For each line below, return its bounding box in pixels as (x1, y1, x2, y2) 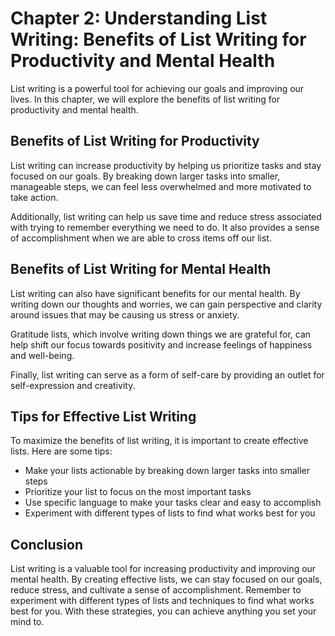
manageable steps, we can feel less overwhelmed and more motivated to (10, 180, 312, 192)
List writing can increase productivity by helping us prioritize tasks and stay (10, 159, 322, 171)
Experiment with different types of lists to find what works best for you (24, 507, 316, 519)
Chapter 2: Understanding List (10, 7, 268, 30)
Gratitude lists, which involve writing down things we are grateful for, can (10, 328, 312, 340)
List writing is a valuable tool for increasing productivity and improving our (10, 563, 317, 575)
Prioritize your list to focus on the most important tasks (24, 486, 252, 498)
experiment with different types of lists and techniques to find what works (10, 595, 315, 607)
